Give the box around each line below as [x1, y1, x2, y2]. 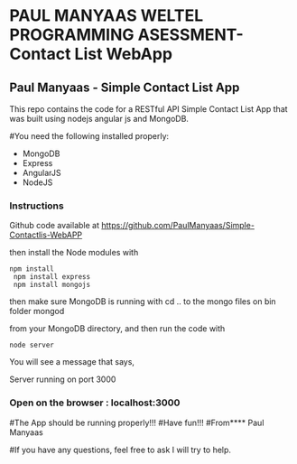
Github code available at [9, 220, 100, 231]
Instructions [9, 200, 65, 212]
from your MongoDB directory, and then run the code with [9, 323, 226, 334]
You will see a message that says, [9, 357, 135, 367]
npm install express [13, 273, 91, 282]
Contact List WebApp [9, 44, 173, 64]
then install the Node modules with [9, 247, 139, 258]
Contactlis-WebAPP [9, 229, 83, 240]
